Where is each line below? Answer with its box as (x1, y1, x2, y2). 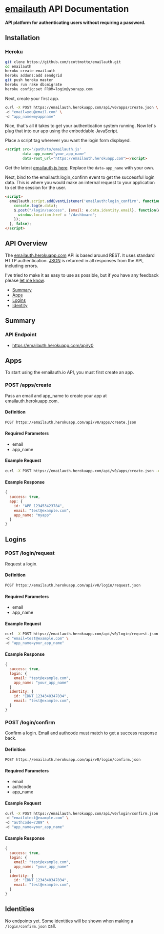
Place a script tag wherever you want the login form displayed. (5, 138, 131, 144)
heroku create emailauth (5, 68, 56, 74)
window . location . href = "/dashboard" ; (18, 212, 97, 217)
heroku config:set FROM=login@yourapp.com (5, 86, 93, 91)
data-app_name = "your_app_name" (22, 151, 86, 157)
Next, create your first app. (5, 95, 60, 101)
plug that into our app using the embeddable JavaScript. (5, 128, 119, 134)
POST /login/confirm (5, 719, 55, 726)
